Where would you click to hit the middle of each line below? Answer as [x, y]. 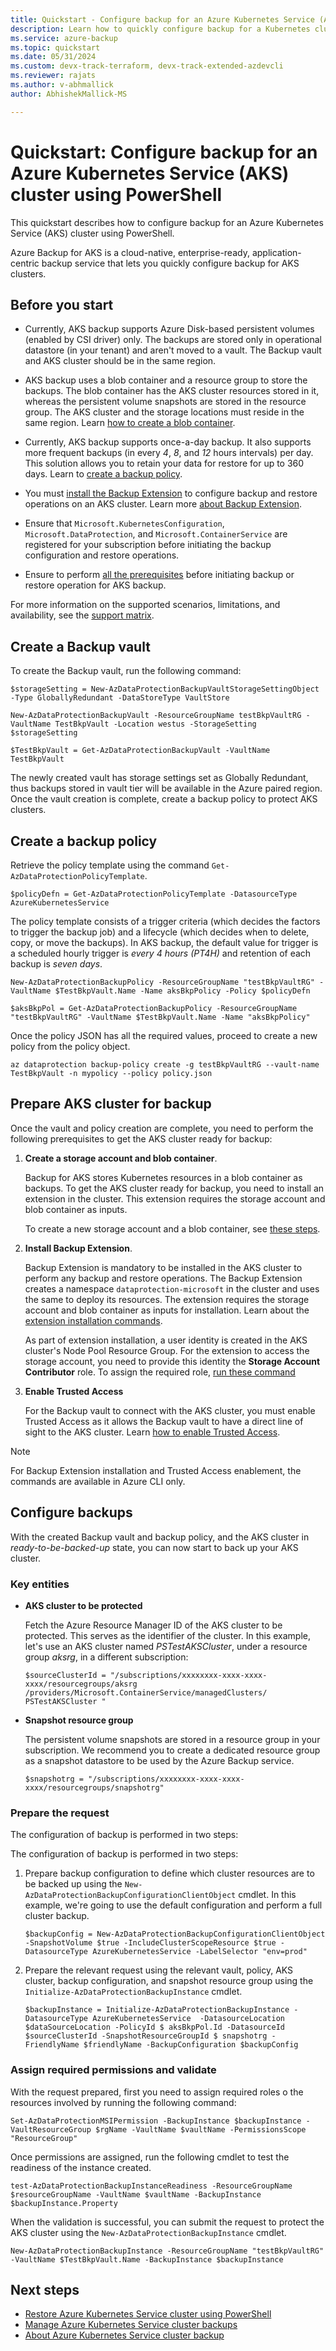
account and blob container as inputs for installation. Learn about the [167, 1310]
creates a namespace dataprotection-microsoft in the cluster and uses [172, 1288]
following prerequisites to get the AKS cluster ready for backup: [141, 1138]
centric [25, 263]
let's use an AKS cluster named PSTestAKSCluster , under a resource [166, 1646]
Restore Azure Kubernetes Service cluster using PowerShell [148, 2314]
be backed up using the [73, 1884]
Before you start [62, 304]
